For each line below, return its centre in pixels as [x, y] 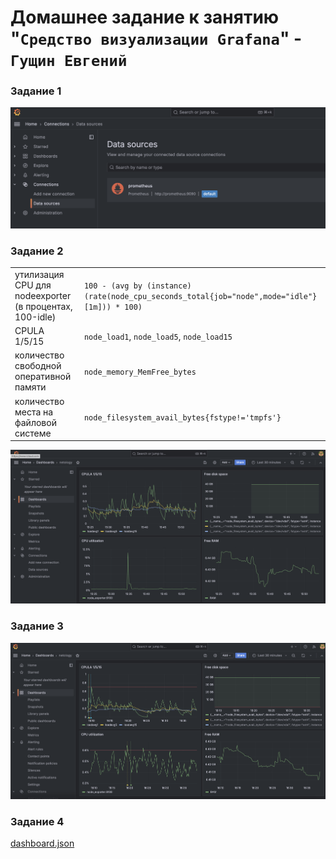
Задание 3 [37, 626]
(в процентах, [43, 306]
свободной [38, 366]
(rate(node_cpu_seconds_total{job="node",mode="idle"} [200, 296]
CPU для [33, 285]
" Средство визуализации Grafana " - [156, 38]
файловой [35, 422]
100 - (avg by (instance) [137, 286]
